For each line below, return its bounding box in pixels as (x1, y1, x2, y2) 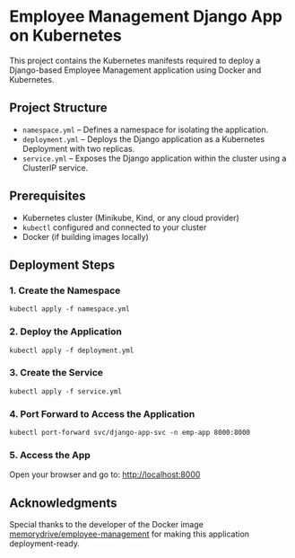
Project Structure (9, 101, 108, 116)
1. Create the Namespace (9, 284, 121, 297)
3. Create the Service (9, 367, 104, 379)
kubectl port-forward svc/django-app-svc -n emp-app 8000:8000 (9, 429, 251, 438)
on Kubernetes (9, 25, 123, 46)
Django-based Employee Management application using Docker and (9, 65, 262, 75)
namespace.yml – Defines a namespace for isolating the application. (22, 124, 269, 135)
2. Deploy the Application (9, 325, 123, 338)
